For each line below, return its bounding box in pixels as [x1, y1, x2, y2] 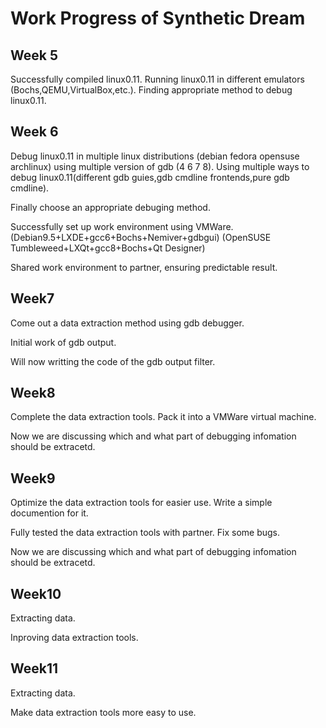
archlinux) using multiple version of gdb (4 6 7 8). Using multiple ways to [10, 160, 310, 172]
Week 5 [10, 47, 58, 64]
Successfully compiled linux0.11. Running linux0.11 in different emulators [10, 73, 305, 85]
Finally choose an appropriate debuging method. [10, 201, 211, 213]
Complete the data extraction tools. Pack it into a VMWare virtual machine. [10, 411, 317, 423]
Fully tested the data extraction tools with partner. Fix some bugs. [10, 527, 280, 539]
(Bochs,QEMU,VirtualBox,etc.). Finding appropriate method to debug [10, 84, 293, 96]
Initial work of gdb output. [10, 336, 117, 348]
